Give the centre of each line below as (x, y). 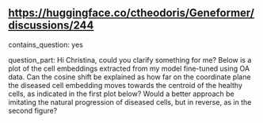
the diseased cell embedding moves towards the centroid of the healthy (126, 85)
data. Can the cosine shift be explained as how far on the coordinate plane (130, 77)
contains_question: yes (46, 44)
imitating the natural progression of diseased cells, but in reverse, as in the (130, 102)
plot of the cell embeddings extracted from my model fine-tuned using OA (129, 68)
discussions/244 (51, 26)
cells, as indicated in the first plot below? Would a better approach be (122, 94)
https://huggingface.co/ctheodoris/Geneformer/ (131, 13)
